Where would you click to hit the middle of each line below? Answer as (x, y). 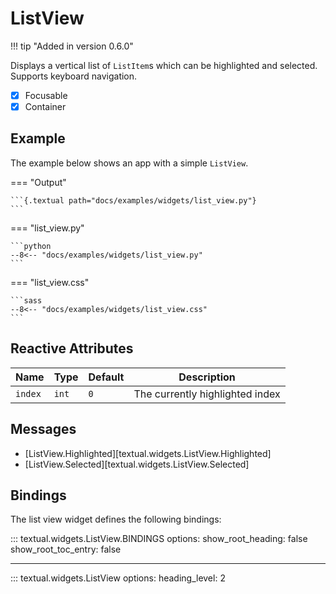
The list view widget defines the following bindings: (116, 519)
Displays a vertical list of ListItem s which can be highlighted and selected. (164, 65)
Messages (43, 429)
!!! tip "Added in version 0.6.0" (72, 46)
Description (207, 377)
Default (106, 377)
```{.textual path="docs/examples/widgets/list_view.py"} (133, 200)
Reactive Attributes (72, 348)
